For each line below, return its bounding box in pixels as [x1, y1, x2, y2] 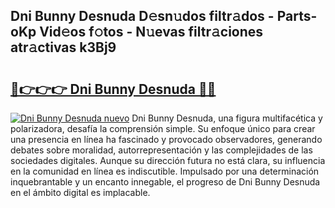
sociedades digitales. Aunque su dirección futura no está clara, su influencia [10, 155, 326, 166]
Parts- [276, 8, 318, 25]
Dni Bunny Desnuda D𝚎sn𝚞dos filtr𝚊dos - [10, 8, 275, 25]
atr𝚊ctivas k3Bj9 [10, 39, 117, 56]
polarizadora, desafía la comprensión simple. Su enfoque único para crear [10, 123, 316, 134]
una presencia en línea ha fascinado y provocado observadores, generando [10, 134, 323, 145]
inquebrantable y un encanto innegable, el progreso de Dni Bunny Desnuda [10, 176, 321, 188]
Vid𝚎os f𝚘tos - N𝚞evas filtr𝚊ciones [39, 24, 264, 41]
